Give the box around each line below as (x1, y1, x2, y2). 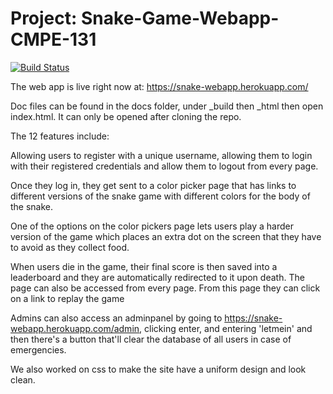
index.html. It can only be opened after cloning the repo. (10, 110, 242, 122)
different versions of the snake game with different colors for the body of (10, 190, 311, 202)
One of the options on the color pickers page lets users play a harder (10, 220, 294, 232)
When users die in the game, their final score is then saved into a (10, 260, 278, 272)
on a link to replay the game (10, 292, 125, 304)
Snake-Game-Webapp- (81, 7, 280, 30)
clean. (10, 373, 36, 386)
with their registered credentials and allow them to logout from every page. (10, 160, 319, 172)
